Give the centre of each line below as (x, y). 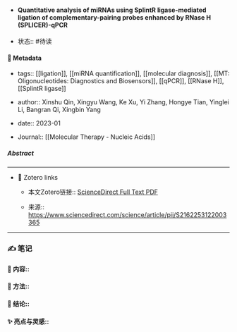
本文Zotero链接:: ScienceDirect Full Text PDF (93, 192)
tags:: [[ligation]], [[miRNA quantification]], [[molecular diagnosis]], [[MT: (123, 73)
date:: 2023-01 (39, 123)
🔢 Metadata (25, 58)
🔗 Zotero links (38, 178)
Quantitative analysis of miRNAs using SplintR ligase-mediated (112, 10)
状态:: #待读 (35, 42)
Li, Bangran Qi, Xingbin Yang (59, 110)
